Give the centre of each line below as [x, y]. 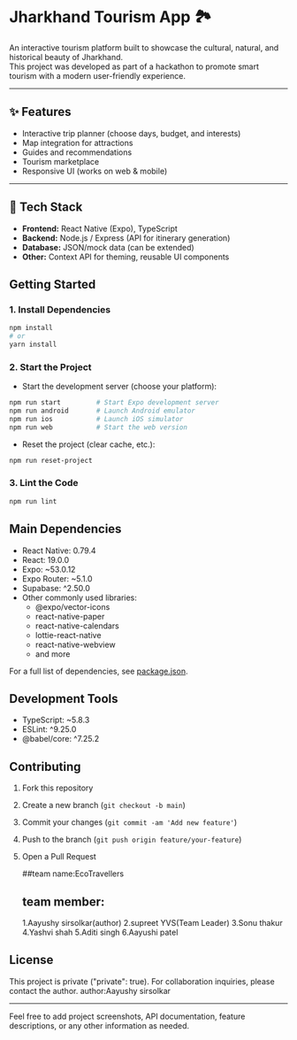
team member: [63, 901]
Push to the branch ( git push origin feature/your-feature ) [132, 840]
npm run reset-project [51, 460]
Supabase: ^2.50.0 [56, 588]
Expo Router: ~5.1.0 [57, 578]
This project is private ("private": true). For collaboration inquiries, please [142, 981]
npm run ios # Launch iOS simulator [96, 419]
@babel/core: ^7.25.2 [61, 739]
